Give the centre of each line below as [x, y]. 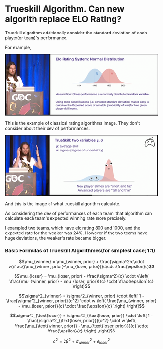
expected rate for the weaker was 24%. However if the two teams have [76, 233]
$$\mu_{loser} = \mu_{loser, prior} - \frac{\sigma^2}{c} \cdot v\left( [81, 276]
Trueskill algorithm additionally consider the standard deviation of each [76, 33]
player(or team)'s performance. [36, 38]
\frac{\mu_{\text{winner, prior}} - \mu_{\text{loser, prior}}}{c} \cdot [81, 326]
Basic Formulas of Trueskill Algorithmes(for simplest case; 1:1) [80, 251]
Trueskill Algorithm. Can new [65, 9]
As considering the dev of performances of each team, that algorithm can [79, 213]
